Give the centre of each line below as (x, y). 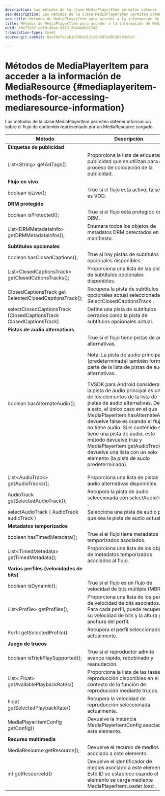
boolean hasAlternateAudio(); (41, 403)
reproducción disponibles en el (123, 678)
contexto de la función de (117, 684)
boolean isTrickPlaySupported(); (45, 658)
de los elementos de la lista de (122, 396)
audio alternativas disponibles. (123, 484)
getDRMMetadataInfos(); (36, 235)
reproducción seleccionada (119, 704)
